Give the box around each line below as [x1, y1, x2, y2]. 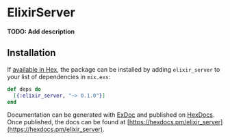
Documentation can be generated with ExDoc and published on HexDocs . [7, 111, 215, 119]
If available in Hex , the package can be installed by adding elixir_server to [7, 65, 220, 73]
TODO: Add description [7, 27, 75, 36]
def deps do [7, 85, 41, 93]
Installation [7, 47, 56, 59]
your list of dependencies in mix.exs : [7, 72, 111, 81]
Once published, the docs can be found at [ [7, 118, 130, 126]
